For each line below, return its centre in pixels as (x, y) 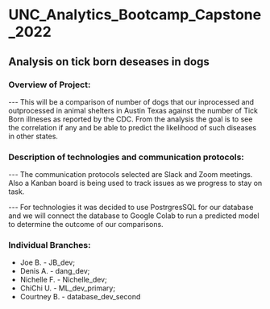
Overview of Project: (50, 84)
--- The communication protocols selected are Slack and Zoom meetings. (131, 175)
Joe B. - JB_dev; (47, 262)
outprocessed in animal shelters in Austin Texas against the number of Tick (133, 110)
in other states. (33, 136)
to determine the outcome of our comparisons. (86, 225)
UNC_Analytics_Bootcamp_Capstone (135, 15)
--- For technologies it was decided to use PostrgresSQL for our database (131, 208)
